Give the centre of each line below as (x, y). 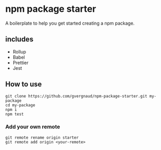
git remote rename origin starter (42, 137)
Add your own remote (33, 127)
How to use (24, 85)
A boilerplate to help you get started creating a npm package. (70, 23)
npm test (15, 114)
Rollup (19, 51)
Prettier (20, 63)
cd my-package (20, 105)
